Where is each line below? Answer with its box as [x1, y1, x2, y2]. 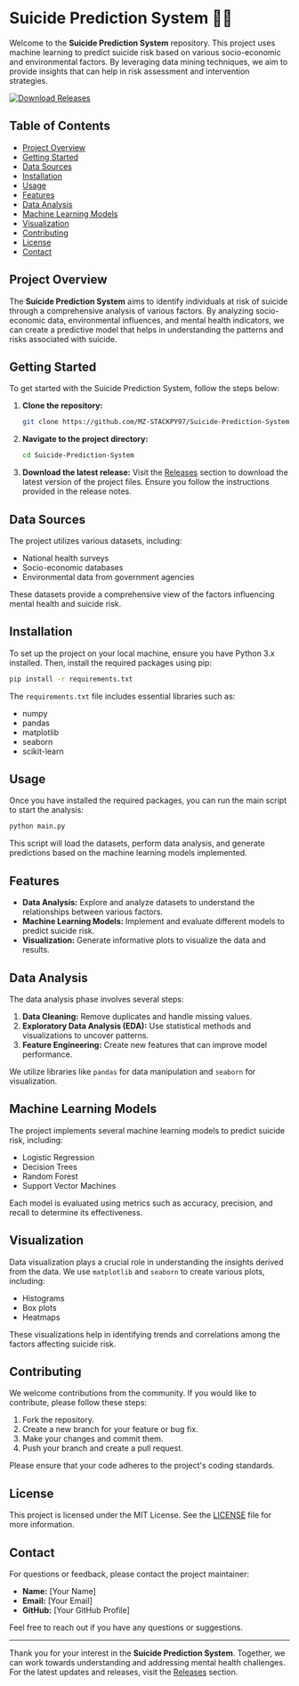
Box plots [21, 1302, 57, 1313]
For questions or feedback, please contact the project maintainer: [9, 1568, 249, 1579]
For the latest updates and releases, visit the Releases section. [9, 1666, 238, 1677]
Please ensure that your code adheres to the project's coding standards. [9, 1461, 275, 1471]
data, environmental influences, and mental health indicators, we [47, 315, 285, 325]
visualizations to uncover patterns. [21, 1029, 149, 1041]
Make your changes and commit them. [21, 1434, 164, 1445]
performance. [21, 1049, 73, 1060]
